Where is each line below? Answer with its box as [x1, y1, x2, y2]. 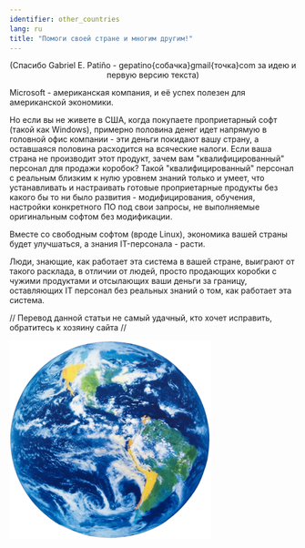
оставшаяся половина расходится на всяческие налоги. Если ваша [9, 144, 272, 155]
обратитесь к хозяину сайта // [9, 322, 127, 333]
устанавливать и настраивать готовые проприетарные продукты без [9, 182, 279, 193]
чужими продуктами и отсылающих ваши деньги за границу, [9, 276, 248, 287]
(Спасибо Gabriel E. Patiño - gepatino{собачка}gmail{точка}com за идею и [9, 60, 297, 71]
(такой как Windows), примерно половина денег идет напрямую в [9, 124, 267, 136]
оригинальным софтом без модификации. [9, 211, 173, 222]
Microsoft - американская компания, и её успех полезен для [9, 87, 246, 98]
